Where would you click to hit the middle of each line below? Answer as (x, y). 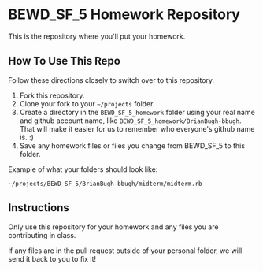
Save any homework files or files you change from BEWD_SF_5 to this (132, 145)
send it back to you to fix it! (52, 258)
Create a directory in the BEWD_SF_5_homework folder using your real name (137, 112)
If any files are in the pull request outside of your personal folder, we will (125, 251)
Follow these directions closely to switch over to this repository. (111, 80)
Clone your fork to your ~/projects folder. (87, 103)
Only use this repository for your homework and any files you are (113, 227)
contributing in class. (42, 235)
